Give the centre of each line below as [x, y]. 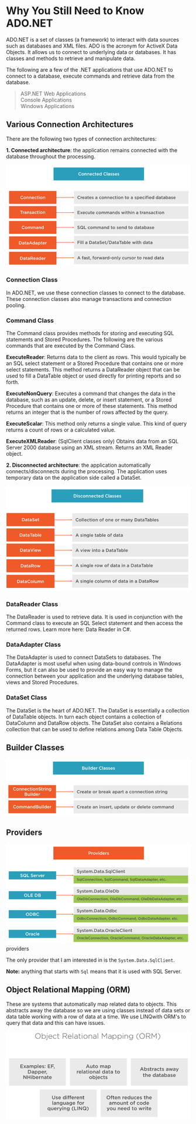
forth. [13, 382]
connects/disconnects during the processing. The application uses [87, 471]
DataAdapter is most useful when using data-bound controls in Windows [94, 664]
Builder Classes [35, 748]
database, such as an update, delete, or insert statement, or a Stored [89, 400]
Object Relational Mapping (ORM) [68, 990]
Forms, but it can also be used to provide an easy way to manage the [89, 670]
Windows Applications [47, 106]
